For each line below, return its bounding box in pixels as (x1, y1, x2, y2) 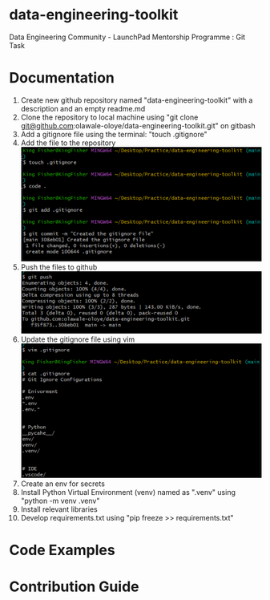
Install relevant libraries (20, 505, 99, 514)
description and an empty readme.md (20, 103, 146, 113)
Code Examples (9, 541, 115, 559)
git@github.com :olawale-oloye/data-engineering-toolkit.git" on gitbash (20, 120, 256, 130)
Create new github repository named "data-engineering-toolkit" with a (20, 95, 253, 105)
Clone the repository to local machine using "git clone (20, 112, 199, 122)
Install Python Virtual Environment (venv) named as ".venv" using (20, 488, 236, 497)
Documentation (9, 69, 115, 87)
